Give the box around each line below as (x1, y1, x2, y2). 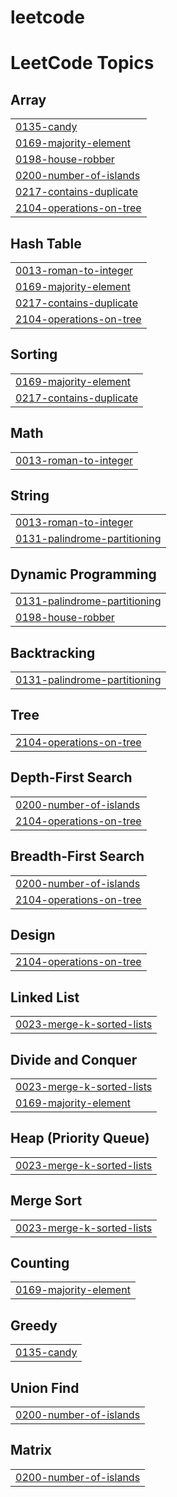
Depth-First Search (10, 769, 133, 786)
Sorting (10, 346, 58, 363)
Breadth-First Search (10, 848, 145, 865)
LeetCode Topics (10, 52, 155, 75)
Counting (10, 1254, 70, 1271)
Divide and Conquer (10, 1051, 138, 1068)
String (10, 487, 50, 505)
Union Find (10, 1379, 80, 1396)
